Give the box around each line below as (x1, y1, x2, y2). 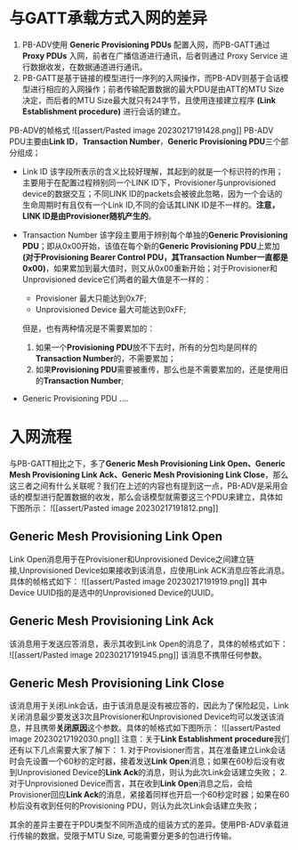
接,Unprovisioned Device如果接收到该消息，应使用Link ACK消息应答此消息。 (9, 564, 290, 575)
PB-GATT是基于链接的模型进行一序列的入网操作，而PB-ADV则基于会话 (21, 72, 282, 83)
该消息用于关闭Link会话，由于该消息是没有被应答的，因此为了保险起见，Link (9, 700, 289, 711)
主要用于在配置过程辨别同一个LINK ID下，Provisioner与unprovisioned (21, 177, 277, 188)
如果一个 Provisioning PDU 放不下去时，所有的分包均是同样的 (35, 342, 258, 352)
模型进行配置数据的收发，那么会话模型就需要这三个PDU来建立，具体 (24, 491, 276, 502)
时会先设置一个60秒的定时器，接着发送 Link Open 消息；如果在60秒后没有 (9, 756, 278, 766)
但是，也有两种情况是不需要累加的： (21, 322, 156, 334)
